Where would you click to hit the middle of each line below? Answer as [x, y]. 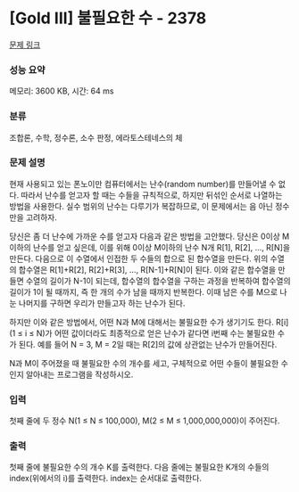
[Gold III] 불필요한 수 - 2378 [108, 18]
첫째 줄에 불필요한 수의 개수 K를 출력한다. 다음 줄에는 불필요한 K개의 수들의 [139, 467]
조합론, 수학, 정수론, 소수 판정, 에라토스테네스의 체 [96, 137]
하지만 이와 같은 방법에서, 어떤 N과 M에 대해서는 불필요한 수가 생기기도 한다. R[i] [149, 322]
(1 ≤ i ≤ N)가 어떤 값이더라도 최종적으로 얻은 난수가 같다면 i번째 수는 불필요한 [142, 333]
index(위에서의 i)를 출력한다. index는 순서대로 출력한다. [106, 479]
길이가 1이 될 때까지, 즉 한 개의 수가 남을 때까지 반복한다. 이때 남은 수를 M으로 [144, 291]
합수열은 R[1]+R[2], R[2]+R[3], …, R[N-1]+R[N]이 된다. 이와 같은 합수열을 [147, 269]
